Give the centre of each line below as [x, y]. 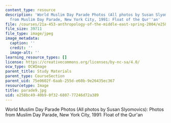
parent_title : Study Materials [38, 72]
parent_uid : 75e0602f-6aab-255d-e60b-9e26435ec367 [60, 81]
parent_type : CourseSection [35, 76]
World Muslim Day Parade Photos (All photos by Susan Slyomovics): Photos [85, 109]
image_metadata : [22, 39]
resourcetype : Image [27, 85]
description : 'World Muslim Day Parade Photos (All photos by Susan [79, 15]
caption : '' [23, 43]
